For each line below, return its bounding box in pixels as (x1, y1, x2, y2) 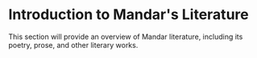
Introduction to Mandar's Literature (8, 6, 249, 24)
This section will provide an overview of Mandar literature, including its (8, 32, 243, 41)
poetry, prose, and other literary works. (8, 40, 139, 49)
